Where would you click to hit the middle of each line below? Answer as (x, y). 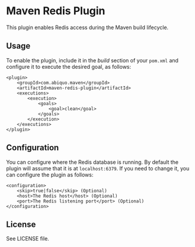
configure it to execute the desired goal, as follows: (69, 66)
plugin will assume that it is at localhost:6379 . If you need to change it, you (98, 168)
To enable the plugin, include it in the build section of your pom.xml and (92, 60)
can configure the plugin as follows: (50, 175)
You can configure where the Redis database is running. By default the (92, 162)
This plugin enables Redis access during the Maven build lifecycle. (87, 27)
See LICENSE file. (28, 239)
